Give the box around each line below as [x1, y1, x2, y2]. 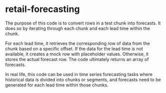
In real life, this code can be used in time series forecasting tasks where [5, 71, 153, 77]
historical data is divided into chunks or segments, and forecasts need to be [5, 76, 161, 82]
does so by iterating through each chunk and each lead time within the [5, 25, 151, 31]
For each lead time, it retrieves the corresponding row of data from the [5, 40, 150, 46]
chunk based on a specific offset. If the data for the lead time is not [5, 45, 143, 51]
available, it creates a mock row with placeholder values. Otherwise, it [5, 51, 149, 57]
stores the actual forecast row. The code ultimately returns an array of [5, 56, 149, 62]
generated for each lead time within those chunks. [5, 81, 109, 88]
